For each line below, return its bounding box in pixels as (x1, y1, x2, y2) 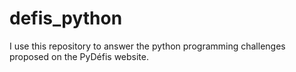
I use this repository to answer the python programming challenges (9, 40, 286, 52)
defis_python (9, 7, 123, 30)
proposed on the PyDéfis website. (9, 50, 149, 62)
